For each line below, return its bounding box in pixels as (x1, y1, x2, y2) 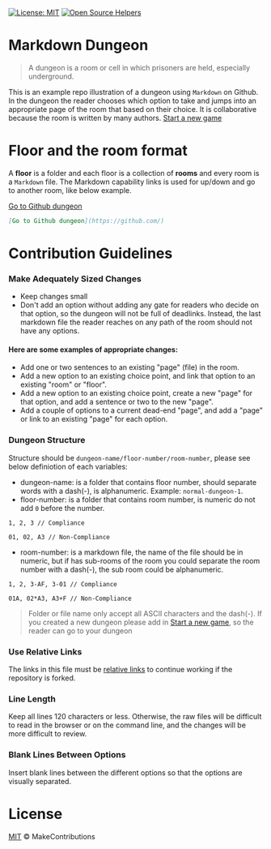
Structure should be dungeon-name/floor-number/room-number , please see (8, 452, 251, 462)
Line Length (8, 693, 57, 705)
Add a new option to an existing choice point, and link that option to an (19, 371, 256, 381)
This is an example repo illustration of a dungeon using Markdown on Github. (8, 87, 259, 96)
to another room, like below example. (8, 185, 132, 195)
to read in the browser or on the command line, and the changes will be (8, 720, 247, 730)
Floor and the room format (8, 142, 188, 160)
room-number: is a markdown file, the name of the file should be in (19, 547, 243, 557)
